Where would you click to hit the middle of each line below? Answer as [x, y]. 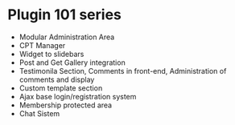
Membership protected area [66, 105]
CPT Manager [42, 45]
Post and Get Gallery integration [72, 62]
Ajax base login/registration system [78, 96]
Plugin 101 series [64, 15]
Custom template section [61, 88]
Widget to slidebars [52, 54]
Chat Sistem [39, 113]
